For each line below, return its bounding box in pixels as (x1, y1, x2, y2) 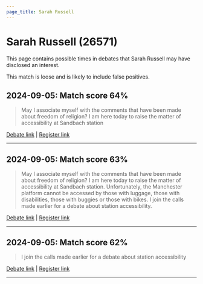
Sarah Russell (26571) (6, 34, 118, 48)
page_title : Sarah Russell (6, 8, 74, 15)
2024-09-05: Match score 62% (6, 237, 128, 248)
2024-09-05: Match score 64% (6, 90, 129, 100)
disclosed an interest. (6, 61, 60, 68)
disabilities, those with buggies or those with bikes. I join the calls (21, 196, 184, 203)
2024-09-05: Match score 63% (6, 154, 128, 164)
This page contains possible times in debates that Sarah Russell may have (6, 55, 191, 62)
